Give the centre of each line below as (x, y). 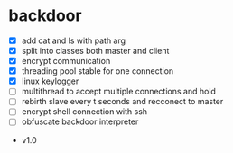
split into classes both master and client (95, 51)
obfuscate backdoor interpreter (80, 121)
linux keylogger (50, 81)
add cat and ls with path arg (74, 40)
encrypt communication (66, 61)
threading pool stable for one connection (98, 71)
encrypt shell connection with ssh (84, 112)
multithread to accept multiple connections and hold (118, 92)
